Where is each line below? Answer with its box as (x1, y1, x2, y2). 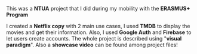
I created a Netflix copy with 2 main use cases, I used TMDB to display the (6, 23, 190, 29)
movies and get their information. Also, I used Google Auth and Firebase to (6, 29, 192, 36)
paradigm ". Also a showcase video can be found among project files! (6, 41, 178, 48)
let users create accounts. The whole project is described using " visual (6, 35, 182, 42)
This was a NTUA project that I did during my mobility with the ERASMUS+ (6, 5, 190, 12)
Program (6, 11, 29, 18)
